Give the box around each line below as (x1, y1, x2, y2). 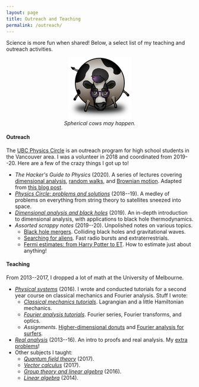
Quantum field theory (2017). (23, 355, 94, 362)
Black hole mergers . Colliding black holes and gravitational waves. (23, 228, 186, 235)
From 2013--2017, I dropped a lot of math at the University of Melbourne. (6, 274, 184, 281)
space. (14, 203, 31, 210)
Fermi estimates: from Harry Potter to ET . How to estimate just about (23, 240, 191, 247)
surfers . (23, 330, 43, 337)
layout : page (6, 10, 39, 16)
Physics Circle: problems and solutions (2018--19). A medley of (14, 190, 170, 197)
